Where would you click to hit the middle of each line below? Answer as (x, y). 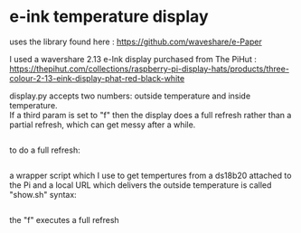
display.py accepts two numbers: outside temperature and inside (130, 96)
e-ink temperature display (109, 17)
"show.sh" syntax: (43, 194)
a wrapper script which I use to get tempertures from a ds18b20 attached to (150, 175)
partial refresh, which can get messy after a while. (103, 125)
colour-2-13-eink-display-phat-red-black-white (97, 78)
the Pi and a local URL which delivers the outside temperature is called (141, 185)
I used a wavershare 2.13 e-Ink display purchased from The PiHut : (133, 59)
